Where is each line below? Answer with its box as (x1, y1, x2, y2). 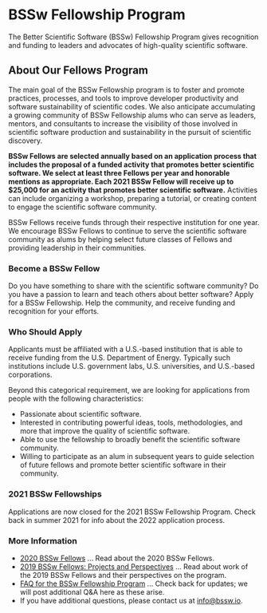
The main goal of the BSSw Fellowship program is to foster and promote (8, 85, 245, 94)
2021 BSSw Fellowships (8, 488, 102, 500)
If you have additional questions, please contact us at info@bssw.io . (19, 595, 243, 605)
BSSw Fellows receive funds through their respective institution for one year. (8, 217, 260, 227)
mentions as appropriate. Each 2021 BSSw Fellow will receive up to (8, 176, 234, 186)
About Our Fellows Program (8, 64, 149, 77)
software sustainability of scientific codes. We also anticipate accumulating (8, 101, 256, 111)
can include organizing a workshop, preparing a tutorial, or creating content (8, 193, 257, 203)
